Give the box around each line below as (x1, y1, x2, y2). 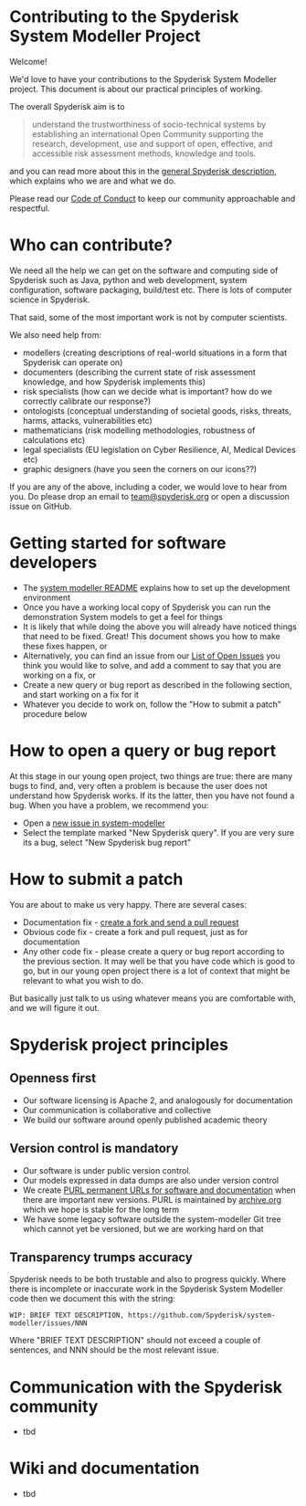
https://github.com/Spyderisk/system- (127, 1311, 276, 1321)
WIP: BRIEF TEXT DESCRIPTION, (9, 1311, 125, 1321)
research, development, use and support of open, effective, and (31, 138, 273, 149)
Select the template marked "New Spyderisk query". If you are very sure (22, 827, 295, 837)
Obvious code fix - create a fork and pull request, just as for (22, 926, 248, 937)
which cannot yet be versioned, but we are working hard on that (22, 1223, 264, 1234)
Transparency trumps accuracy (9, 1249, 194, 1265)
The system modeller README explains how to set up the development (22, 582, 290, 593)
